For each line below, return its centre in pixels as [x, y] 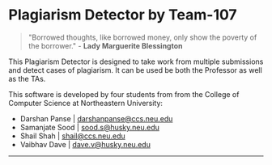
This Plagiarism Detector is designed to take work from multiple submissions [136, 61]
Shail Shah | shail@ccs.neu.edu [72, 136]
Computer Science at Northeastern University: [86, 103]
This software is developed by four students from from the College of [124, 94]
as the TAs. [27, 78]
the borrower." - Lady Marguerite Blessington [105, 45]
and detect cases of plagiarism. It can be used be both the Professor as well [136, 70]
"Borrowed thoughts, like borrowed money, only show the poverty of [142, 37]
